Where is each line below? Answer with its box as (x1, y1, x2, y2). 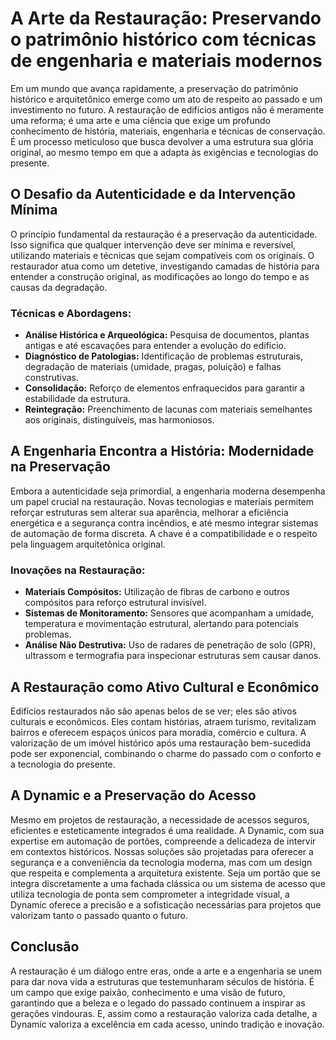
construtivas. (24, 372, 80, 384)
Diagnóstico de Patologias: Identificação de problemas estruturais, (24, 350, 303, 362)
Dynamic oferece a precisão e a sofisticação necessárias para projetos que (10, 898, 322, 911)
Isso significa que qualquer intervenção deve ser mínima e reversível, (10, 238, 297, 251)
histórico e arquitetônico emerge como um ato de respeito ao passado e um (10, 93, 323, 105)
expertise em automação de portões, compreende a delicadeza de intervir (10, 835, 317, 847)
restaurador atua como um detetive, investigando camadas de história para (10, 260, 320, 272)
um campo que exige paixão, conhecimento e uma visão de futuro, (10, 986, 286, 998)
